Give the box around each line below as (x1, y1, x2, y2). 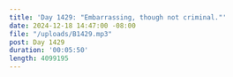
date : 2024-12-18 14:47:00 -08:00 (9, 21, 137, 30)
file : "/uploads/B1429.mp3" (9, 29, 113, 38)
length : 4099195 (9, 54, 69, 63)
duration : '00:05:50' (9, 46, 89, 55)
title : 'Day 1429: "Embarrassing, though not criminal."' (9, 12, 227, 22)
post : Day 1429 (9, 37, 65, 47)
